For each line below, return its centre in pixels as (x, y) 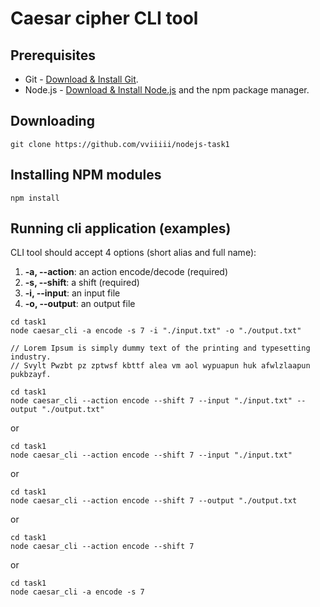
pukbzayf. (31, 375)
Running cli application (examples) (121, 228)
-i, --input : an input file (72, 293)
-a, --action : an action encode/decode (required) (126, 272)
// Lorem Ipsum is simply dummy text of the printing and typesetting (160, 348)
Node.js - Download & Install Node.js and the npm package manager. (167, 90)
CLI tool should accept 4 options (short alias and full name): (133, 253)
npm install (35, 198)
